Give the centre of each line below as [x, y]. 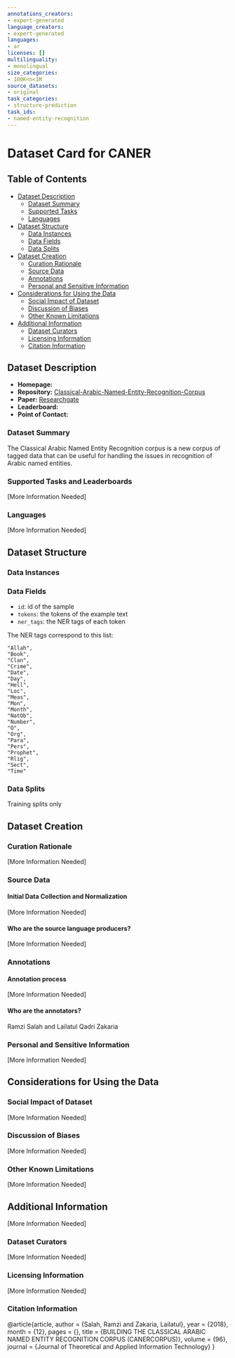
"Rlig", [19, 759]
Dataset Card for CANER [79, 153]
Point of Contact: [43, 414]
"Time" [17, 771]
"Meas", [19, 697]
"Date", [19, 673]
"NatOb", [20, 716]
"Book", [19, 654]
